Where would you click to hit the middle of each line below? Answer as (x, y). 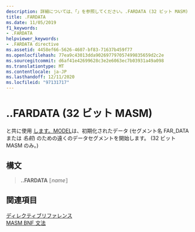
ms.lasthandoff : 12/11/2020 (41, 77)
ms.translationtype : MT (35, 66)
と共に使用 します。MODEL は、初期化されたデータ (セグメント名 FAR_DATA (97, 130)
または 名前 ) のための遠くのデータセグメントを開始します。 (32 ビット (91, 138)
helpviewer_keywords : (33, 39)
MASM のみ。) (22, 145)
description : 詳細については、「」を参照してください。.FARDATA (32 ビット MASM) (97, 11)
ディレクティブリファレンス (39, 216)
